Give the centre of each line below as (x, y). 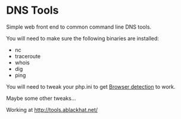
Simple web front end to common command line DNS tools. (79, 27)
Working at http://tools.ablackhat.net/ (52, 109)
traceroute (27, 56)
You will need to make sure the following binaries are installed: (83, 38)
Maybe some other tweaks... (41, 98)
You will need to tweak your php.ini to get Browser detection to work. (91, 86)
